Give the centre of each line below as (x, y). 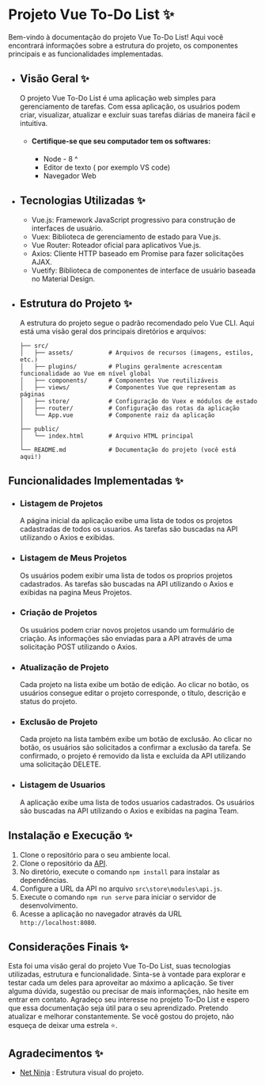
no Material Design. (63, 278)
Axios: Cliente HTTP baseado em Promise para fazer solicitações (138, 253)
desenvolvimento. (49, 905)
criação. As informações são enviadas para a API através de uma (126, 638)
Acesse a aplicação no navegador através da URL (100, 914)
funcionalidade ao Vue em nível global (85, 373)
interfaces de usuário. (67, 228)
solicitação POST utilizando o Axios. (78, 647)
